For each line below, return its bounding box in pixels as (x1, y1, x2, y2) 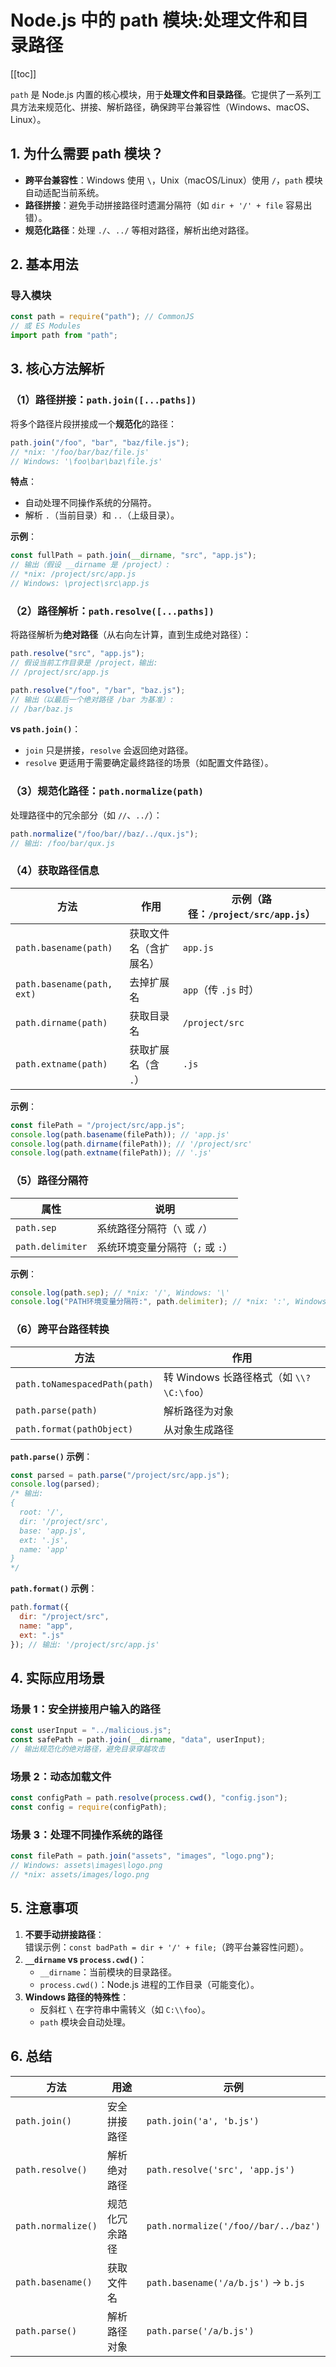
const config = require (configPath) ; (10, 1802, 168, 1813)
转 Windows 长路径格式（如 (163, 1370, 293, 1384)
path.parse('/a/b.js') (146, 2325, 255, 2336)
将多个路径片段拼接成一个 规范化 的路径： (10, 417, 177, 430)
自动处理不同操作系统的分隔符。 (24, 497, 157, 509)
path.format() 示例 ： (10, 1582, 98, 1595)
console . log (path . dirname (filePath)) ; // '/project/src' (10, 1139, 253, 1149)
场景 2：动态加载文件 (10, 1769, 112, 1783)
